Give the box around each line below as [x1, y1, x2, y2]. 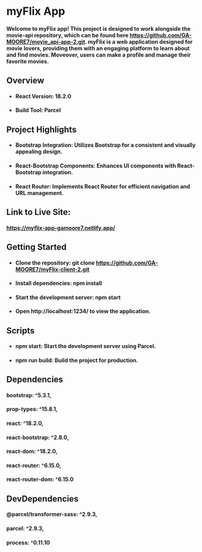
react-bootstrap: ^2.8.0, [6, 433, 69, 441]
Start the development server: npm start [15, 293, 121, 301]
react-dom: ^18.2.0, [6, 448, 58, 455]
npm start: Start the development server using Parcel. [15, 343, 157, 350]
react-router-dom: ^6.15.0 [6, 476, 74, 483]
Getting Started [6, 241, 67, 252]
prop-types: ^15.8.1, [6, 405, 58, 413]
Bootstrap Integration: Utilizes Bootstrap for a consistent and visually [15, 141, 196, 149]
